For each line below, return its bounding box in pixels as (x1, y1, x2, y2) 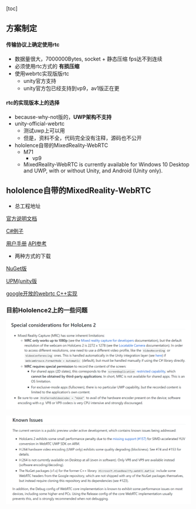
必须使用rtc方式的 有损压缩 (14, 62, 80, 69)
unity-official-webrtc (14, 120, 65, 127)
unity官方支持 (23, 77, 57, 84)
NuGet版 (6, 265, 28, 272)
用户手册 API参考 (6, 239, 47, 247)
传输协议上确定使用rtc (6, 41, 60, 48)
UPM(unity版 (6, 277, 37, 284)
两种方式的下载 (14, 252, 51, 260)
